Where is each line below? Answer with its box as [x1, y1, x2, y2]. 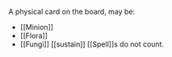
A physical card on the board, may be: [8, 7, 136, 16]
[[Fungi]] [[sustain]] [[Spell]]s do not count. [19, 39, 164, 49]
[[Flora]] [19, 31, 48, 40]
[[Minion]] [19, 22, 54, 31]
